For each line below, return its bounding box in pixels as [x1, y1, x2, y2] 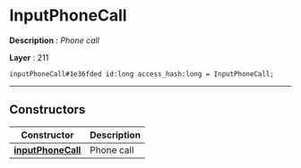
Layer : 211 [9, 52, 49, 63]
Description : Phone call [9, 35, 100, 46]
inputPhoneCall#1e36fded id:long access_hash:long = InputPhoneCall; [9, 69, 275, 79]
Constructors [9, 102, 86, 117]
